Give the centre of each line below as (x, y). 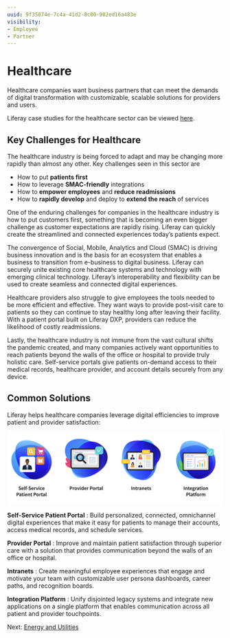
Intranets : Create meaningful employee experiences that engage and (106, 571)
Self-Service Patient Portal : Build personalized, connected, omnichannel (112, 515)
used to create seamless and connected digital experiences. (92, 284)
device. (18, 376)
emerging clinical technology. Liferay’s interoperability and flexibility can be (114, 277)
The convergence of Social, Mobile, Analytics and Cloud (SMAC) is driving (112, 247)
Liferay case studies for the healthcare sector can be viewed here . (101, 118)
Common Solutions (49, 398)
